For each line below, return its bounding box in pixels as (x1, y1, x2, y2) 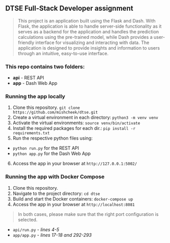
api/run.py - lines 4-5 (12, 226, 59, 232)
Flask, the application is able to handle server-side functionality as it (17, 23, 162, 29)
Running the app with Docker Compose (5, 173, 105, 181)
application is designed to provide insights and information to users (17, 45, 160, 51)
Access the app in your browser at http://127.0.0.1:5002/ (12, 161, 137, 167)
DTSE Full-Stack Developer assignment (5, 4, 134, 13)
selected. (17, 216, 38, 223)
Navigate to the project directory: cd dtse (12, 190, 100, 196)
